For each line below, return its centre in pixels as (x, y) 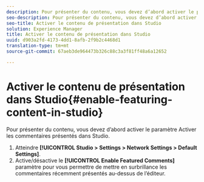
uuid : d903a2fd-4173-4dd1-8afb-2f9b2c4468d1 (63, 40)
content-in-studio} (55, 112)
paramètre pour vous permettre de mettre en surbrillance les (91, 167)
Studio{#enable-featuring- (104, 99)
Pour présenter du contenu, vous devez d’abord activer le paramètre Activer (101, 129)
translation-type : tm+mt (38, 46)
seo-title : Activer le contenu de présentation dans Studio (84, 23)
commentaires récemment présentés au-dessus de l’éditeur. (90, 173)
